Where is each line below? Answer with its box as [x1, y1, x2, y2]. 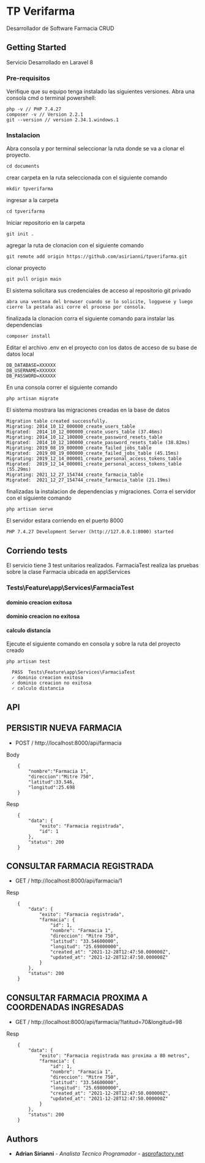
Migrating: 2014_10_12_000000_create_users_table [6, 424, 136, 430]
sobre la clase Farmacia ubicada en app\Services [6, 568, 130, 576]
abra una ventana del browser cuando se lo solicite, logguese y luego [6, 299, 193, 305]
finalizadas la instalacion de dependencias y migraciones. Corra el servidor [6, 488, 196, 495]
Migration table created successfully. [6, 418, 108, 424]
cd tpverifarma [6, 208, 45, 215]
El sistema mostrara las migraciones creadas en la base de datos [6, 406, 170, 414]
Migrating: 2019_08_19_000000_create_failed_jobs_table [6, 445, 152, 451]
